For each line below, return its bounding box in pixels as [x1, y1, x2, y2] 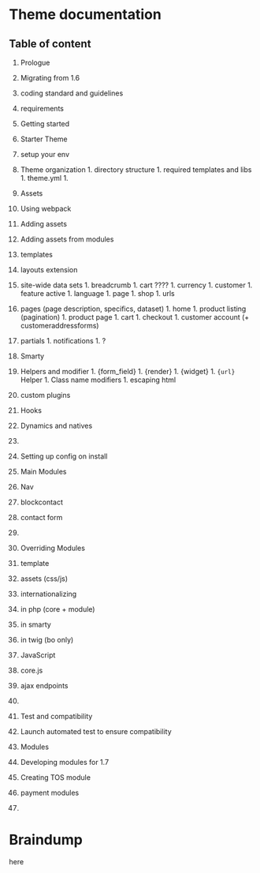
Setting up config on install [20, 451, 108, 461]
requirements [20, 104, 64, 113]
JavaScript [20, 650, 56, 660]
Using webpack [20, 204, 72, 213]
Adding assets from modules [20, 234, 114, 244]
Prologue [20, 58, 50, 67]
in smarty [20, 620, 52, 629]
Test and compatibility [20, 712, 93, 721]
